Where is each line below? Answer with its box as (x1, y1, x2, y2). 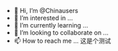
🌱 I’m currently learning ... (13, 21, 89, 29)
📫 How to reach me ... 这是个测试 (13, 37, 112, 45)
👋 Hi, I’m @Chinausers (13, 7, 79, 14)
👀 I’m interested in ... (13, 14, 73, 22)
